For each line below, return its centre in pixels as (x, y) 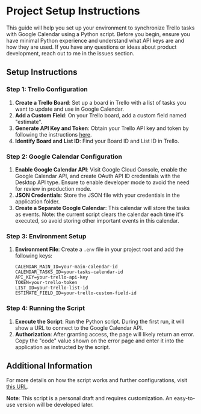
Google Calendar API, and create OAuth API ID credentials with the (97, 176)
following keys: (34, 256)
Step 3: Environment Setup (46, 236)
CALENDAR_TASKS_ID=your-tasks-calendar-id (69, 272)
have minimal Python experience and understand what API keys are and (95, 40)
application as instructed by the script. (63, 347)
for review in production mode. (53, 188)
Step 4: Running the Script (46, 308)
